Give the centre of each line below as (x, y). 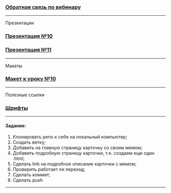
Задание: (16, 125)
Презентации (20, 23)
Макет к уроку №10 (31, 79)
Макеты (14, 66)
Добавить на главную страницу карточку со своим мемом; (77, 148)
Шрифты (17, 108)
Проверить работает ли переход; (49, 170)
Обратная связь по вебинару (43, 7)
